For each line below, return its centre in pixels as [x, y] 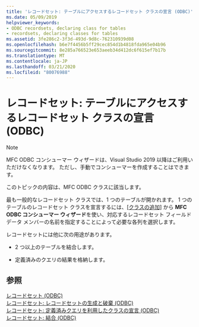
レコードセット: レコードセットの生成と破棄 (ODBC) [70, 303]
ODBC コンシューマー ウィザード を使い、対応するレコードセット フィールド [99, 214]
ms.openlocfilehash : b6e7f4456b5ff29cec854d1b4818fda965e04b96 [86, 45]
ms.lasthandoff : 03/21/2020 [41, 67]
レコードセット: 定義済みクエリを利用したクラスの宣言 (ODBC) [83, 310]
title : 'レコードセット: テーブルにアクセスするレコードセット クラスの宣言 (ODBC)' [100, 12]
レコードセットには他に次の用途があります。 [61, 235]
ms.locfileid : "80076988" [38, 72]
